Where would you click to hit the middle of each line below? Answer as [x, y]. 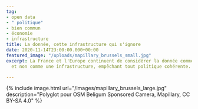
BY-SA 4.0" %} [24, 101]
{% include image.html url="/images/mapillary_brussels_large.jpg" [86, 88]
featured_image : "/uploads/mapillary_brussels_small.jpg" [79, 55]
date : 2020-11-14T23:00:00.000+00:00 [52, 50]
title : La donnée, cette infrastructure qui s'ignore [74, 45]
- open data [21, 17]
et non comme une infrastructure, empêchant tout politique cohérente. [101, 66]
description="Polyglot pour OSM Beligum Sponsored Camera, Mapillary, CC [98, 94]
